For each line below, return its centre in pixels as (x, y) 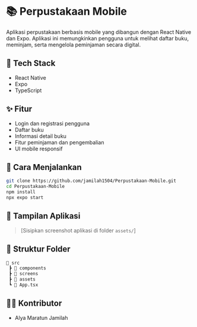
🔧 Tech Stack (31, 63)
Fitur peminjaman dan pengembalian (59, 142)
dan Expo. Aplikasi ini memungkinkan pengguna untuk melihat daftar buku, (97, 38)
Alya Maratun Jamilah (41, 317)
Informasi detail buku (41, 136)
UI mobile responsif (39, 149)
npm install (21, 192)
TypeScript (28, 90)
